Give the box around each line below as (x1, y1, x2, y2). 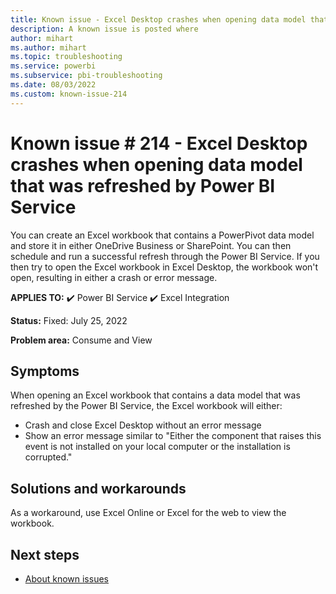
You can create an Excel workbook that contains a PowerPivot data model (10, 229, 315, 241)
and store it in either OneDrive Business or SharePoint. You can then (10, 239, 292, 251)
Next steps (10, 546, 80, 563)
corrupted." (24, 451, 73, 463)
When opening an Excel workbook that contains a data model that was (10, 389, 301, 401)
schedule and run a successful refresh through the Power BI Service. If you (10, 250, 320, 262)
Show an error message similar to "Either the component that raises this (24, 430, 322, 442)
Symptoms (10, 362, 80, 380)
